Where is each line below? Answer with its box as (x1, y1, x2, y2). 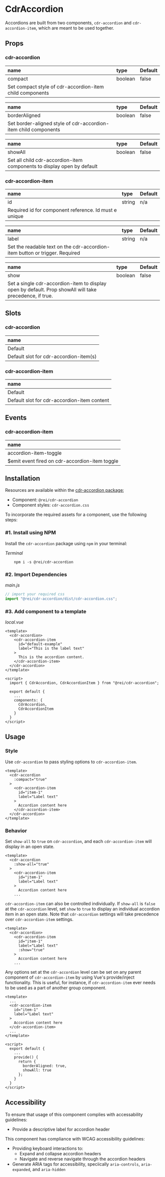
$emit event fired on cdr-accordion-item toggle (7, 457, 119, 464)
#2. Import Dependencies (5, 571, 67, 578)
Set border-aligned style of (7, 120, 71, 127)
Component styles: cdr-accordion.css (12, 502, 89, 508)
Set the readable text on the (7, 243, 72, 250)
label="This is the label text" (18, 646, 84, 651)
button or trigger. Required (19, 249, 80, 256)
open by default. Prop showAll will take (7, 286, 97, 293)
